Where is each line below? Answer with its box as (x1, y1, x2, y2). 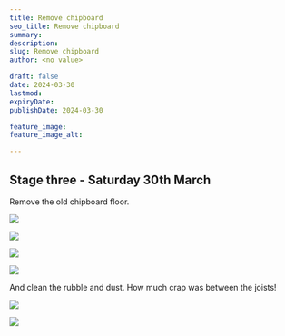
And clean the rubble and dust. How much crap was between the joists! (9, 282, 277, 292)
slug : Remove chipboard (9, 47, 100, 56)
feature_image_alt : (9, 131, 84, 140)
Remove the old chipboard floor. (9, 196, 130, 207)
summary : (9, 30, 43, 39)
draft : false (9, 72, 59, 82)
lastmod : (9, 88, 43, 98)
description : (9, 38, 59, 48)
